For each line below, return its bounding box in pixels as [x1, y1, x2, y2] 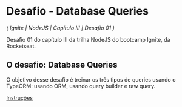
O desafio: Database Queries [6, 60, 118, 70]
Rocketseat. [6, 42, 36, 50]
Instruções [6, 94, 33, 101]
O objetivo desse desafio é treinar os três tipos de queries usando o [6, 76, 176, 83]
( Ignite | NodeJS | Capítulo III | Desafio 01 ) [6, 24, 115, 31]
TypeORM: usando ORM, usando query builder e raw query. [6, 82, 156, 89]
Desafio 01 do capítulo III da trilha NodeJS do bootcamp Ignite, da [6, 36, 170, 43]
